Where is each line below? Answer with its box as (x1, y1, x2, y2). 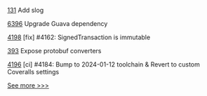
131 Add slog (7, 6, 44, 14)
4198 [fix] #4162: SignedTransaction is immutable (7, 33, 151, 41)
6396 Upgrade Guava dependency (7, 20, 108, 27)
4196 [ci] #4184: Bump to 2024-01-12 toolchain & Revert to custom (7, 60, 200, 69)
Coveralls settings (7, 68, 60, 76)
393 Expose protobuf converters (7, 47, 102, 55)
